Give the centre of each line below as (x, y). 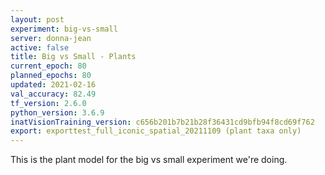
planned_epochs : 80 (51, 76)
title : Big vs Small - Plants (73, 57)
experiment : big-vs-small (64, 29)
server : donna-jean (51, 38)
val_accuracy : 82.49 (53, 94)
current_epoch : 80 (48, 66)
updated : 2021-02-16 (53, 85)
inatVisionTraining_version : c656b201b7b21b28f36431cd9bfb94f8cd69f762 (162, 122)
